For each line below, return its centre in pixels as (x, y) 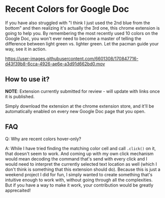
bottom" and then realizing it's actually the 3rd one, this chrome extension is (82, 28)
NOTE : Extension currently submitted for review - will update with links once (82, 91)
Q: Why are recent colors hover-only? (43, 139)
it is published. (20, 96)
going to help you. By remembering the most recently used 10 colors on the (82, 33)
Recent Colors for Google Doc (67, 9)
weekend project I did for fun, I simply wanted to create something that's (79, 174)
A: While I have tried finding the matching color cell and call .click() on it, (81, 148)
